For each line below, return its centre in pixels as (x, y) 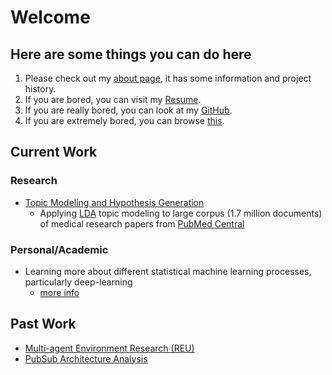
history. (40, 89)
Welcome (50, 17)
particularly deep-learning (78, 282)
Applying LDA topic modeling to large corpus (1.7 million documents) (181, 213)
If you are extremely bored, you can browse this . (124, 120)
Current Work (54, 152)
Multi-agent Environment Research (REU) (109, 348)
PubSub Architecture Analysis (86, 358)
